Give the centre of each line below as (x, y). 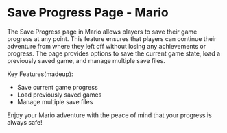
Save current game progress (57, 87)
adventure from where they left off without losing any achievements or (107, 46)
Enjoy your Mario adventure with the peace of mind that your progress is (110, 115)
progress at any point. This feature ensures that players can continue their (112, 38)
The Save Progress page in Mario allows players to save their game (102, 32)
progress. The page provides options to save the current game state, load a (114, 53)
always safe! (25, 122)
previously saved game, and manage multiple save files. (86, 60)
